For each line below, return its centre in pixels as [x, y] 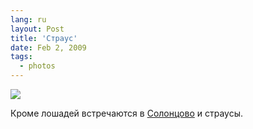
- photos [37, 66]
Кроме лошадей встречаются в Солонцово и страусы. [127, 113]
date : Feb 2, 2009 [48, 47]
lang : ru [28, 19]
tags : [21, 57]
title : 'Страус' [44, 38]
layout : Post [37, 29]
